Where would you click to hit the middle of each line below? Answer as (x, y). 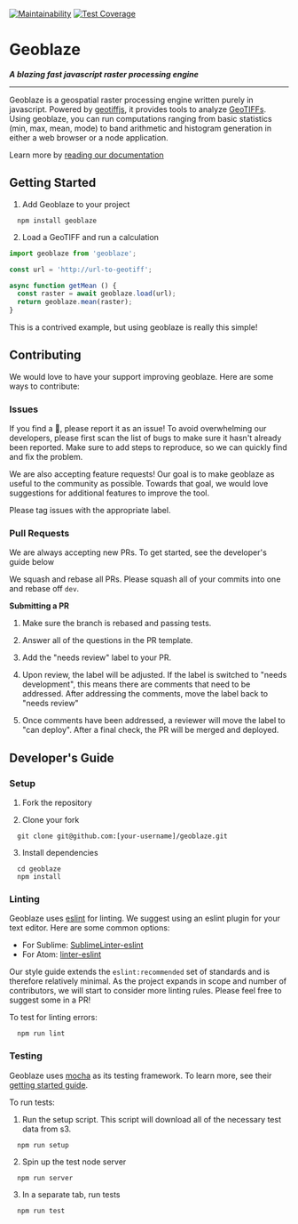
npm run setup (43, 1145)
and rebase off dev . (44, 589)
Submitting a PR (39, 606)
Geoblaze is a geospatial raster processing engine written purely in (132, 100)
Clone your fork (51, 820)
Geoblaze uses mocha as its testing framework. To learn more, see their (141, 1075)
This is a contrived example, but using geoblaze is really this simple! (133, 327)
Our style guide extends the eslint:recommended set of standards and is (140, 972)
